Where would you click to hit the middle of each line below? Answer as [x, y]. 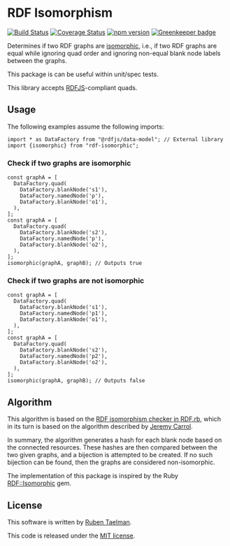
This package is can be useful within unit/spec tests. [83, 74]
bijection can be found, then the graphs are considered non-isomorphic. [111, 462]
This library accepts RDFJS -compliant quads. [72, 87]
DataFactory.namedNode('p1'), [64, 314]
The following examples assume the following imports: [86, 127]
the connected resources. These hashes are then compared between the [113, 447]
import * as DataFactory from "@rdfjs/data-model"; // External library [115, 139]
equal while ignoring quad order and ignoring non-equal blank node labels [114, 53]
